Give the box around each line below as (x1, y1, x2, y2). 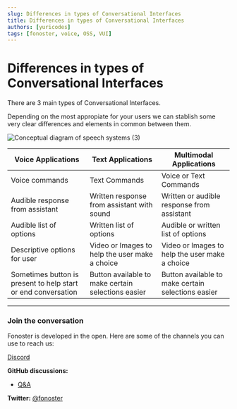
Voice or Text (161, 171, 206, 181)
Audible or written (161, 220, 221, 230)
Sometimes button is (11, 269, 79, 279)
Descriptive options (11, 245, 75, 255)
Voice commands (11, 176, 68, 185)
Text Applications (91, 154, 153, 164)
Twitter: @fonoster (7, 394, 63, 403)
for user (11, 254, 37, 264)
